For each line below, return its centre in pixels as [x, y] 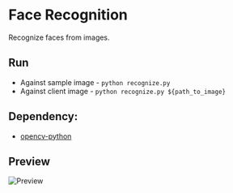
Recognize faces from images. [59, 37]
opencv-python [46, 136]
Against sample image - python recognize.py [95, 82]
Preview [30, 161]
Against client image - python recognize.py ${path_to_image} [123, 91]
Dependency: [43, 116]
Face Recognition [68, 15]
